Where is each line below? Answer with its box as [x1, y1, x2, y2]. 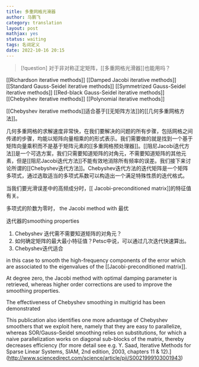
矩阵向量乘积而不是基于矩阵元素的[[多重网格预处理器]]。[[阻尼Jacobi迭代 [6, 142, 185, 149]
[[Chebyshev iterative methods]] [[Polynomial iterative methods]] [6, 95, 165, 102]
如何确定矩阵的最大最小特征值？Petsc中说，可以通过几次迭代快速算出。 [14, 237, 190, 244]
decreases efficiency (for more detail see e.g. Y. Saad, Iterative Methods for [6, 341, 191, 349]
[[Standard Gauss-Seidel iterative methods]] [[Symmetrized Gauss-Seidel [6, 83, 186, 90]
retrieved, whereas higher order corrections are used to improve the [6, 280, 172, 288]
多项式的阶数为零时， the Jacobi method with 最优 [6, 204, 129, 211]
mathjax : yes [6, 31, 38, 37]
